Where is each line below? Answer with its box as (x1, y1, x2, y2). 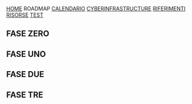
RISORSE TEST (6, 11, 44, 19)
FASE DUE (6, 69, 45, 79)
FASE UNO (6, 49, 46, 59)
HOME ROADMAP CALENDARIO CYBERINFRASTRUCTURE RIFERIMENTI (6, 5, 186, 12)
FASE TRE (6, 90, 43, 100)
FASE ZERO (6, 29, 49, 39)
